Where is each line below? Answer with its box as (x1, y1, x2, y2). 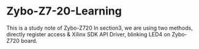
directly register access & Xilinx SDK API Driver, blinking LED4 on (6, 30, 170, 38)
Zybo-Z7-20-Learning (6, 4, 122, 18)
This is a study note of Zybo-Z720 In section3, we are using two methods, (6, 24, 193, 31)
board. (21, 37, 38, 44)
